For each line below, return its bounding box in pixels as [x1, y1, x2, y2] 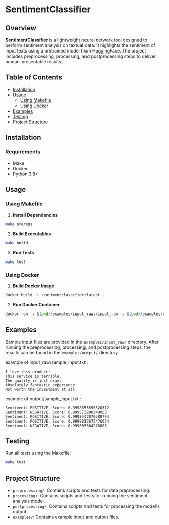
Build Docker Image [12, 283, 54, 289]
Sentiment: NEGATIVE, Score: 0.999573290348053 [5, 410, 107, 415]
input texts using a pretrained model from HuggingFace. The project [5, 48, 146, 54]
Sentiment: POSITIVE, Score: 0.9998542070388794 [5, 414, 109, 419]
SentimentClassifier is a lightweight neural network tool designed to [5, 37, 147, 43]
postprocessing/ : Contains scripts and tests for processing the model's [12, 503, 160, 509]
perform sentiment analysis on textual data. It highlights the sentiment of [5, 42, 156, 48]
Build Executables [12, 231, 51, 237]
